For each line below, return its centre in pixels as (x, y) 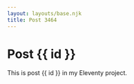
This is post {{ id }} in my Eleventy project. (67, 73)
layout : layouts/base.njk (44, 13)
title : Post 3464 (32, 20)
